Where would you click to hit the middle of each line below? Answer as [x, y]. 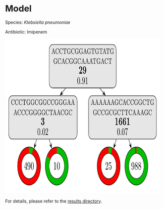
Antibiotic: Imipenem [26, 32]
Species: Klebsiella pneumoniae [38, 22]
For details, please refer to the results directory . [54, 201]
